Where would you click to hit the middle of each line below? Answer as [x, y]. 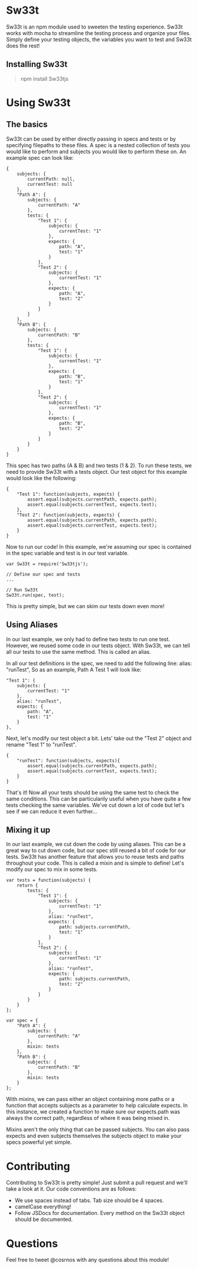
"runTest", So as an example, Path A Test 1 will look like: [74, 669]
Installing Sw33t [37, 64]
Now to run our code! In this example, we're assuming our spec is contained [99, 546]
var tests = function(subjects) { [49, 880]
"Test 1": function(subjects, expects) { [68, 494]
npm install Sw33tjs [45, 78]
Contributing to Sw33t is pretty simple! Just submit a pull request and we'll [97, 1183]
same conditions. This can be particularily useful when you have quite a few [99, 799]
